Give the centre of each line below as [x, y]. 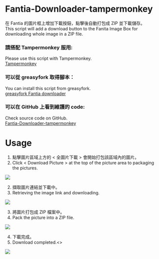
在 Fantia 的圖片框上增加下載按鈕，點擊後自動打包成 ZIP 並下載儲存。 [75, 23]
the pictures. [25, 168]
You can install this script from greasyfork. [48, 88]
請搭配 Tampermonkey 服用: [39, 47]
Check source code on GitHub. [36, 118]
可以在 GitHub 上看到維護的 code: [45, 107]
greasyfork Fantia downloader [36, 94]
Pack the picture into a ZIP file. [43, 217]
